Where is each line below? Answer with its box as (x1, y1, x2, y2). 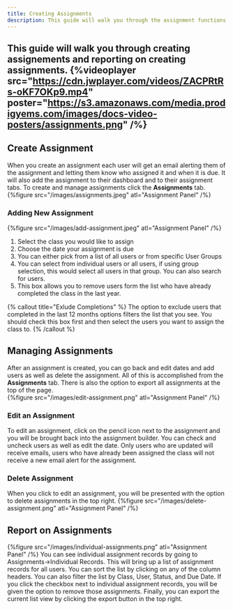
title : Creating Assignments (7, 10, 92, 17)
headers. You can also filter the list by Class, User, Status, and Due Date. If (7, 572, 222, 581)
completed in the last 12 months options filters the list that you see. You (7, 310, 213, 318)
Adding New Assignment (7, 208, 94, 218)
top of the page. (7, 386, 54, 394)
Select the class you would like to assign (17, 238, 134, 245)
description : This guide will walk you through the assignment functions (7, 17, 227, 24)
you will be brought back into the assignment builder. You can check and (7, 434, 216, 443)
